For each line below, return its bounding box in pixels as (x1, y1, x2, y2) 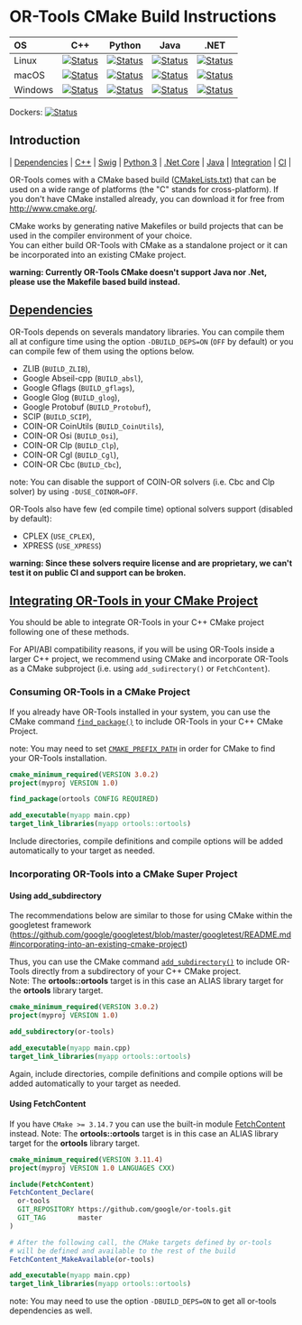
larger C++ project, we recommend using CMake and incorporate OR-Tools (9, 654, 288, 665)
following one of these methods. (9, 627, 130, 638)
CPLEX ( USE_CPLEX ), (22, 530, 96, 541)
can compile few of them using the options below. (9, 345, 195, 356)
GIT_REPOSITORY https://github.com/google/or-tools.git (17, 1205, 232, 1214)
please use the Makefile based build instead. (9, 276, 180, 287)
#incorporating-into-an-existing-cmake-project (9, 939, 186, 950)
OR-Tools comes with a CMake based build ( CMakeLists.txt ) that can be (9, 174, 277, 185)
